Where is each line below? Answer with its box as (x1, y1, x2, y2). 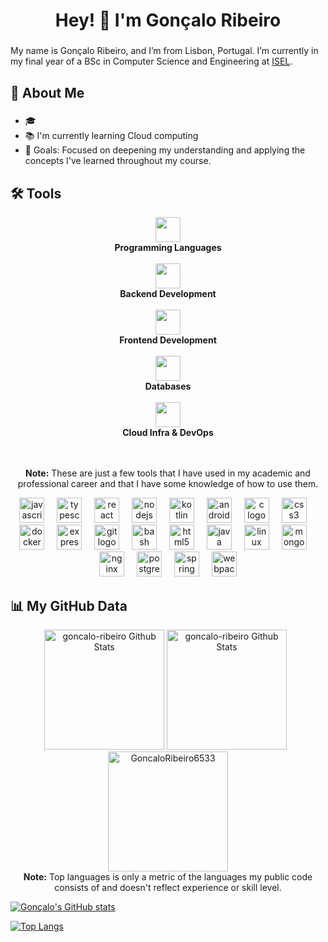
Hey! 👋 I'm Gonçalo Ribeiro (54, 9, 282, 32)
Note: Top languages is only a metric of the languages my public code (23, 871, 313, 883)
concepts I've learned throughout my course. (24, 155, 212, 167)
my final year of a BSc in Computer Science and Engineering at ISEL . (10, 55, 293, 68)
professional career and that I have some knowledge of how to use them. (17, 478, 319, 490)
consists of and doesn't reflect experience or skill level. (54, 882, 282, 894)
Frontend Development (119, 334, 217, 346)
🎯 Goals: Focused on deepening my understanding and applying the (24, 144, 306, 156)
